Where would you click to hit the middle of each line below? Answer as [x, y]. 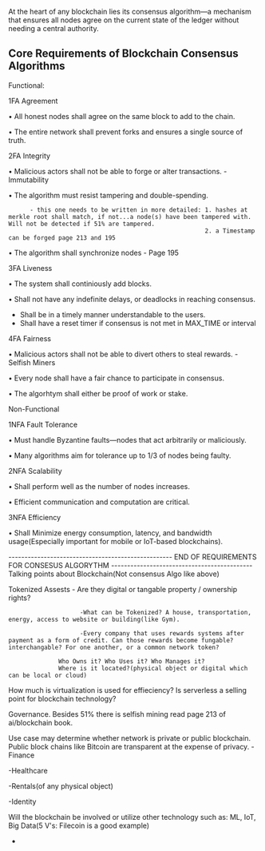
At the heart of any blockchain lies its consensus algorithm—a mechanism [130, 12]
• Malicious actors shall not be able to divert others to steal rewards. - [123, 354]
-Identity [22, 801]
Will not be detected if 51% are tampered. [82, 224]
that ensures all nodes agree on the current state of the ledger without [124, 20]
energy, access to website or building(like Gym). [94, 619]
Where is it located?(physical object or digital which [153, 668]
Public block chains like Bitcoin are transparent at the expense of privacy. [129, 746]
